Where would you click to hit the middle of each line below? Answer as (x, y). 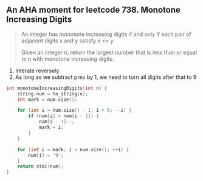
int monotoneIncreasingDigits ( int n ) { (57, 88)
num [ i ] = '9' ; (46, 155)
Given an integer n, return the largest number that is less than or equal (109, 52)
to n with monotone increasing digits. (67, 59)
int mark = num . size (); (47, 100)
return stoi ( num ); (40, 166)
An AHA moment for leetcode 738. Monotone (93, 10)
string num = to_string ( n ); (53, 94)
